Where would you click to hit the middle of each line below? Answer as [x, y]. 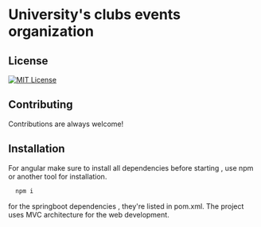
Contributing [41, 105]
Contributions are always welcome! [66, 124]
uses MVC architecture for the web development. [89, 214]
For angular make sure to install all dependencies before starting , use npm [131, 167]
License [28, 61]
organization [51, 31]
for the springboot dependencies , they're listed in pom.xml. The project [126, 206]
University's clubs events [95, 15]
